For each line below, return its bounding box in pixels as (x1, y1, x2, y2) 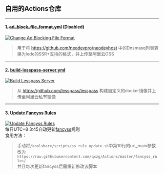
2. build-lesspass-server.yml (5, 67, 66, 73)
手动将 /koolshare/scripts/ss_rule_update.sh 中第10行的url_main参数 (17, 143, 156, 149)
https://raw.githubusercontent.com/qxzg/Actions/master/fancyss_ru (17, 155, 157, 159)
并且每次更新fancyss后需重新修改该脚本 (17, 163, 98, 169)
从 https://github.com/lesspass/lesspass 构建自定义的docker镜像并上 (17, 88, 156, 94)
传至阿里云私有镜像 (17, 94, 56, 100)
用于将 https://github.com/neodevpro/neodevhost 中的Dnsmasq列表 (17, 45, 155, 51)
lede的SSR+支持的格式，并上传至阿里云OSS (25, 51, 114, 57)
